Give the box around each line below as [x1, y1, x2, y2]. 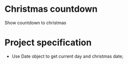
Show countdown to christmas [4, 20, 66, 26]
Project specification [4, 37, 92, 48]
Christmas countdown [4, 3, 98, 15]
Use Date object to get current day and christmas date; [11, 53, 124, 59]
